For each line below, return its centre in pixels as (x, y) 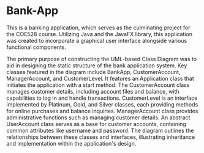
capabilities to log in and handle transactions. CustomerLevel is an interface (102, 98)
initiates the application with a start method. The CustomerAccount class (98, 85)
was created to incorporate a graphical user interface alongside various (97, 40)
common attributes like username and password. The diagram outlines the (100, 130)
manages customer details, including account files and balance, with (93, 91)
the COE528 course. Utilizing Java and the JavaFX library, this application (100, 34)
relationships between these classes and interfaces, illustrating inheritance (101, 137)
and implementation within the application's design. (71, 143)
